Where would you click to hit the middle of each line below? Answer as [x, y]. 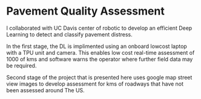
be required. [21, 66]
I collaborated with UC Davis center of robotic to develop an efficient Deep [99, 28]
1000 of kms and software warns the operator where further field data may [100, 59]
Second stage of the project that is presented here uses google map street [99, 77]
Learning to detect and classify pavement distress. [69, 34]
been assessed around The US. [45, 90]
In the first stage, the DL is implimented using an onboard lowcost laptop [97, 46]
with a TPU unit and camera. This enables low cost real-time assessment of [100, 52]
